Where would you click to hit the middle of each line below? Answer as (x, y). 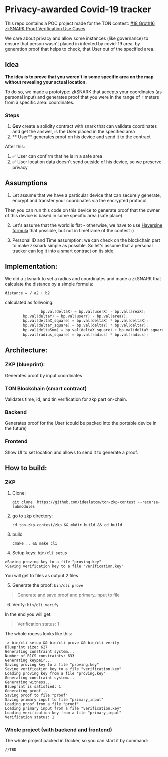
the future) (16, 428)
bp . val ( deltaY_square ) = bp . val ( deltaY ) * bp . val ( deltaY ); (86, 325)
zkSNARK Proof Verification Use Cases (45, 28)
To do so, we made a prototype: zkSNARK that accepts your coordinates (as (84, 92)
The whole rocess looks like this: (39, 634)
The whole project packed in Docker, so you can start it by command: (77, 741)
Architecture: (26, 350)
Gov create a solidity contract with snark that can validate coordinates (85, 126)
